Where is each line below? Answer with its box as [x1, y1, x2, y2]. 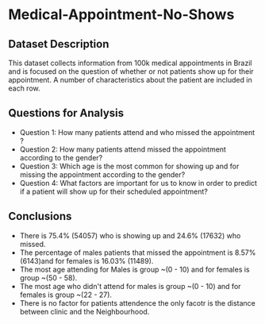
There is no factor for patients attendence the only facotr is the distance [19, 298, 256, 307]
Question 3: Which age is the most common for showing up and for [19, 161, 240, 171]
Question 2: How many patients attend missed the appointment [19, 145, 226, 154]
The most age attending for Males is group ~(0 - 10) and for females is [19, 264, 250, 274]
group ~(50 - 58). [19, 272, 78, 283]
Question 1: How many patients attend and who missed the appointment [19, 127, 255, 137]
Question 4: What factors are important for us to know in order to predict [19, 178, 258, 187]
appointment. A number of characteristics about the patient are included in [8, 75, 252, 84]
